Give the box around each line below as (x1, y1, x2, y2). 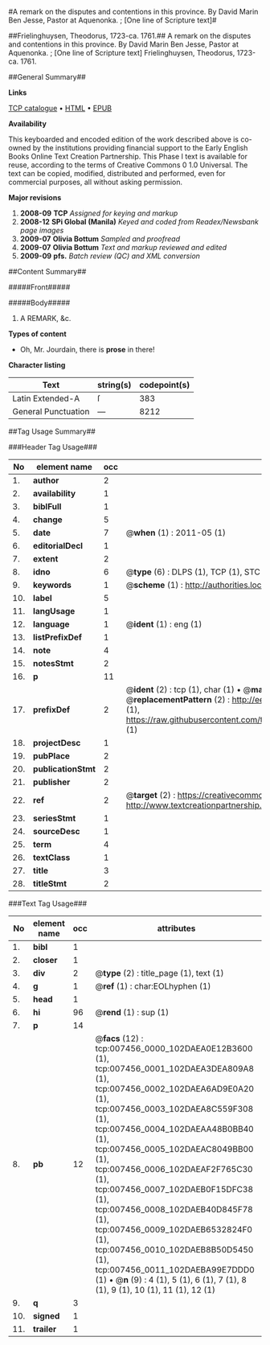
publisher (33, 776, 71, 788)
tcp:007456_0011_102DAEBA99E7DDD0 (95, 1265, 255, 1275)
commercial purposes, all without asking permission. (8, 177, 183, 187)
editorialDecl (33, 541, 83, 551)
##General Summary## (8, 72, 86, 81)
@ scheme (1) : (125, 579, 183, 590)
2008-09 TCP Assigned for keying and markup (19, 208, 178, 218)
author (33, 475, 59, 486)
